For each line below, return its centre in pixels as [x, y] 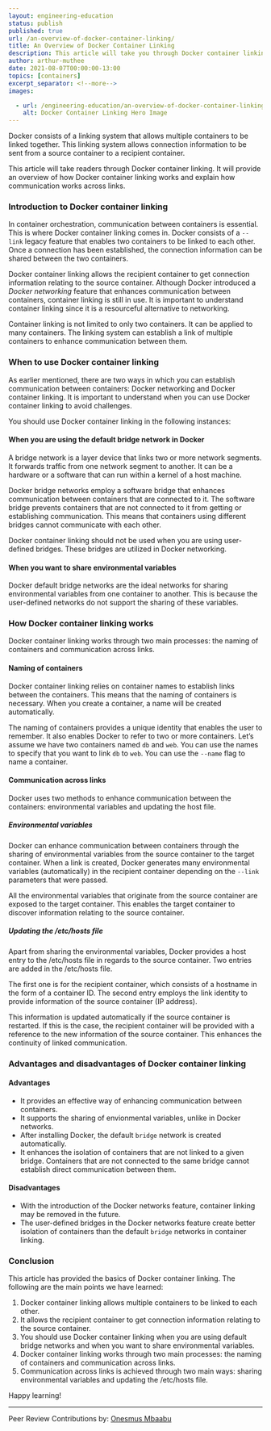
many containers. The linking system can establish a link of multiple [121, 333]
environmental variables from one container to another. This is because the [133, 594]
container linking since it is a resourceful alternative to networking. [119, 308]
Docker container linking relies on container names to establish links [122, 686]
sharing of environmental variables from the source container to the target [131, 854]
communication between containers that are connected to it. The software [132, 499]
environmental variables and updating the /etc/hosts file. [114, 1380]
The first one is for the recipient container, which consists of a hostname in [133, 984]
